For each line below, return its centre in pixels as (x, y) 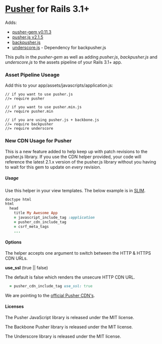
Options (13, 242)
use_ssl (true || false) (27, 267)
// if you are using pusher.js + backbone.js (52, 120)
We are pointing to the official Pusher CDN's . (50, 295)
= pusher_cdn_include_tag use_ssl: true (51, 286)
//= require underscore (29, 129)
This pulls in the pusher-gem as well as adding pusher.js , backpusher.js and (81, 57)
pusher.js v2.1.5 (28, 37)
